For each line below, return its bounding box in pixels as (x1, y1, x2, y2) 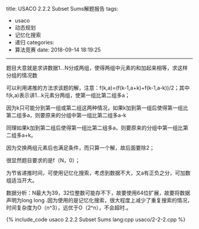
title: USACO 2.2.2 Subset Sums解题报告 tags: (6, 5, 118, 12)
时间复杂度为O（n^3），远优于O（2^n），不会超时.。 (6, 204, 132, 211)
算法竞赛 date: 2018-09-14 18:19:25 (14, 46, 101, 53)
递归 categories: (14, 39, 54, 46)
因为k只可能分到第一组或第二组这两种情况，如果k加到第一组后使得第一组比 (6, 104, 188, 111)
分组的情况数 (6, 72, 37, 79)
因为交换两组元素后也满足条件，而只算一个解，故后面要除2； (6, 144, 155, 151)
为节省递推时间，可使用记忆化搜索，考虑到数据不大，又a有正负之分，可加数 (6, 169, 191, 176)
